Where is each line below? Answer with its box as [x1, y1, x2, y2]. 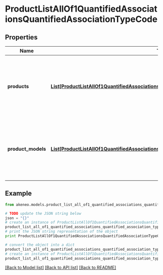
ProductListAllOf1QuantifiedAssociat [5, 3, 158, 15]
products [7, 83, 29, 89]
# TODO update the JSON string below [5, 211, 81, 216]
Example [5, 189, 32, 198]
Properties [5, 33, 38, 41]
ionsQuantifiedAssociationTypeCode [5, 14, 158, 25]
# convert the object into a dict [5, 242, 75, 247]
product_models [7, 146, 46, 152]
